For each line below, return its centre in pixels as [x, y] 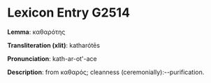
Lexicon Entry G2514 [69, 13]
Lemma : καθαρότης [36, 32]
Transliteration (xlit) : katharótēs [53, 45]
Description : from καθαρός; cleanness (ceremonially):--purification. [106, 72]
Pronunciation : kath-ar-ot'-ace [52, 58]
